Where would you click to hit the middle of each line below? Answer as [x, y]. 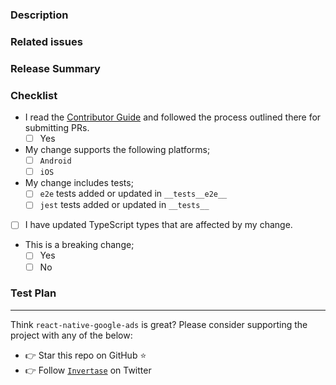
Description [39, 15]
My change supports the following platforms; [117, 150]
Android [55, 161]
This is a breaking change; [79, 245]
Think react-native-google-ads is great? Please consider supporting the [159, 324]
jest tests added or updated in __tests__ [124, 205]
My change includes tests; [79, 183]
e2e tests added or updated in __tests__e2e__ [133, 194]
